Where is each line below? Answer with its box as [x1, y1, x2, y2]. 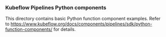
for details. [53, 26, 76, 32]
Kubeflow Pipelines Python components [5, 4, 107, 11]
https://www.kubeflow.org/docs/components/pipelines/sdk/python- [10, 21, 152, 27]
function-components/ [5, 26, 53, 32]
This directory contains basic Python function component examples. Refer [5, 16, 161, 22]
